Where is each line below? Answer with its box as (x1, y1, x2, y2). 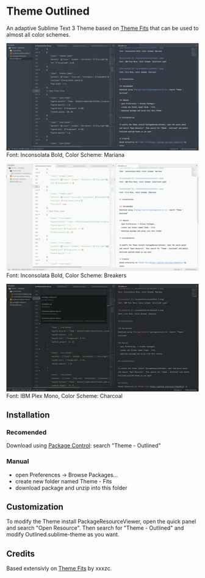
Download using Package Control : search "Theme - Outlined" (6, 442, 161, 449)
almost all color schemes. (6, 31, 71, 38)
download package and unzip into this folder (15, 484, 128, 491)
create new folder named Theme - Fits (15, 477, 112, 485)
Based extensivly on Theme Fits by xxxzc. (6, 565, 112, 572)
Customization (6, 502, 64, 512)
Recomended (6, 428, 47, 436)
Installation (6, 410, 50, 420)
